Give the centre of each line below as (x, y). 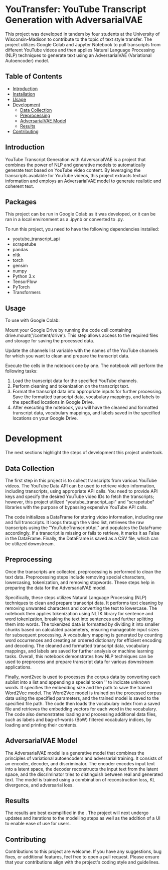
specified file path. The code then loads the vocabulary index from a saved (83, 703)
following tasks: (21, 371)
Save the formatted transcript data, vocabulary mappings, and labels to (86, 397)
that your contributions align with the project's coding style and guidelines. (82, 862)
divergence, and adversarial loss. (39, 785)
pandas (20, 250)
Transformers (27, 293)
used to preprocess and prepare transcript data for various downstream (79, 662)
